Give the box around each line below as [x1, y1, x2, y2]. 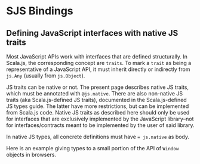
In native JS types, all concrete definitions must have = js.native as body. [6, 133, 190, 140]
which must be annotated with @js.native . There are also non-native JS [6, 90, 183, 97]
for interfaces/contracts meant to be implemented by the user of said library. [6, 122, 195, 129]
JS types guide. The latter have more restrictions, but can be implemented [6, 103, 189, 110]
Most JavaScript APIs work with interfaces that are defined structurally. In [6, 53, 188, 60]
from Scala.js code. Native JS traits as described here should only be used [6, 109, 190, 116]
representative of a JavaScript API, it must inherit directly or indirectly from [6, 66, 190, 73]
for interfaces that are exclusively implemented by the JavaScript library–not [6, 115, 194, 122]
